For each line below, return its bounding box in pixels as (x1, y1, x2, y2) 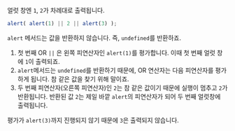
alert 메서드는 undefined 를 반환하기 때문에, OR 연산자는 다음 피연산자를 (17, 66, 214, 74)
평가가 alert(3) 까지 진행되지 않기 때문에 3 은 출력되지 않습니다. (7, 116, 180, 124)
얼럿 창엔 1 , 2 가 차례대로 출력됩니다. (7, 6, 105, 14)
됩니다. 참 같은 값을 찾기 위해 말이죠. (30, 74, 129, 83)
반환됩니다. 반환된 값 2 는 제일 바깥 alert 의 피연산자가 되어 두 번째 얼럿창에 (17, 92, 221, 100)
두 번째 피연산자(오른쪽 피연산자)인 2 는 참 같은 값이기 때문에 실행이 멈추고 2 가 (17, 83, 228, 92)
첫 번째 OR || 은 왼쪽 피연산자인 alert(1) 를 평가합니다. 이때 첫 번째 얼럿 (17, 48, 215, 57)
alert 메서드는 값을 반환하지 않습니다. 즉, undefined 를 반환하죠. (7, 34, 182, 42)
